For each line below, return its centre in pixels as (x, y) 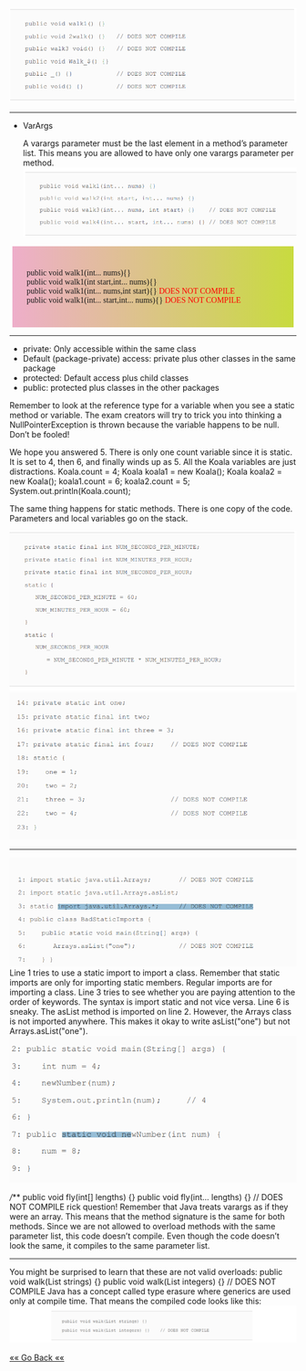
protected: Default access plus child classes (106, 378)
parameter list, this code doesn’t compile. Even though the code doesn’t (145, 1236)
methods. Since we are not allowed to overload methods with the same (143, 1227)
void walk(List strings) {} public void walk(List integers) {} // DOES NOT (143, 1281)
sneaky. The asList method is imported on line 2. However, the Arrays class (151, 1012)
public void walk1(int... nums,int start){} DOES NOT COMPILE (131, 291)
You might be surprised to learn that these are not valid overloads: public (146, 1272)
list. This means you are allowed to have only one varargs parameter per (158, 153)
